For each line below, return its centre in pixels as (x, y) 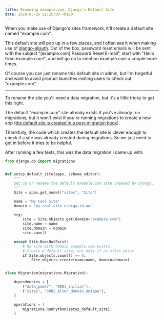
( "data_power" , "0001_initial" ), (57, 287)
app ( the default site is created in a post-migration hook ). (62, 123)
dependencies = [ (31, 282)
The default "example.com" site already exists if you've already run (73, 112)
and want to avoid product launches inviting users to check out (68, 78)
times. (11, 64)
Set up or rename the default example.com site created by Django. (84, 184)
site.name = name (40, 224)
